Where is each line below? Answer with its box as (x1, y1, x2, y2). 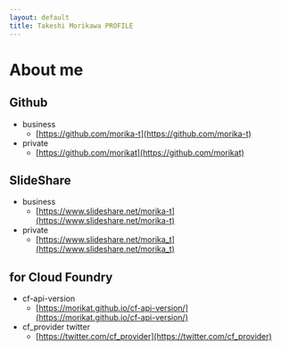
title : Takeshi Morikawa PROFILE (9, 21, 134, 30)
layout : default (9, 12, 70, 22)
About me (9, 60, 84, 80)
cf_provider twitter (21, 322, 91, 332)
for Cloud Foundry (9, 269, 113, 285)
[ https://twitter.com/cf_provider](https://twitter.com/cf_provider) (35, 331, 272, 342)
